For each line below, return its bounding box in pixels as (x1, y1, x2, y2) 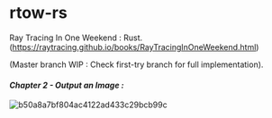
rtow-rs (9, 3, 68, 23)
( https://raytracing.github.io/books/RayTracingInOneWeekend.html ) (9, 41, 259, 52)
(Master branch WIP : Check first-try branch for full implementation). (9, 59, 264, 70)
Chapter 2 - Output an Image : (9, 80, 124, 90)
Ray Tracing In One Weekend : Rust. (9, 32, 142, 43)
